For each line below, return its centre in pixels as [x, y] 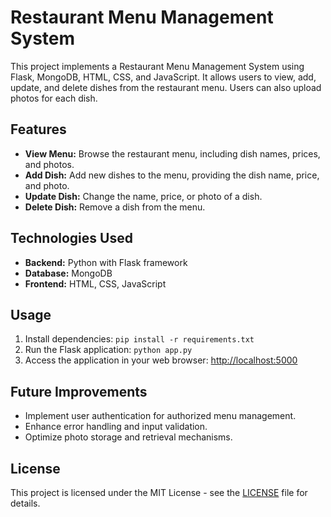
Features [38, 129]
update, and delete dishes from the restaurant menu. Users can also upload [166, 87]
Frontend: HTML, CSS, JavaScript [95, 283]
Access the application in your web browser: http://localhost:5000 [161, 360]
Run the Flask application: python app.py [108, 350]
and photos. [49, 164]
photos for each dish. [54, 98]
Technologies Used [71, 238]
